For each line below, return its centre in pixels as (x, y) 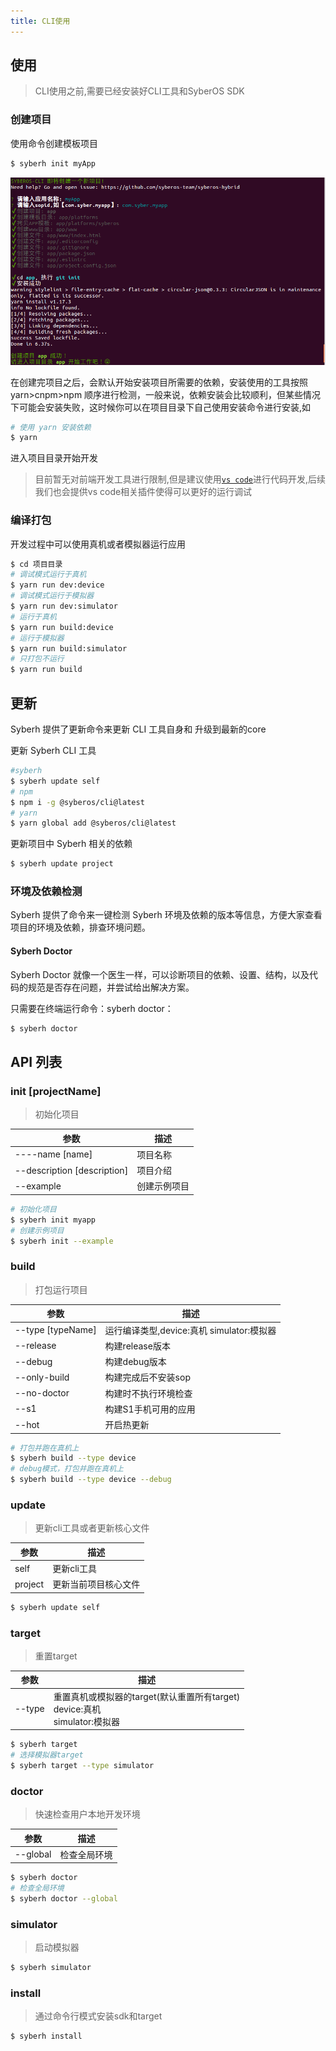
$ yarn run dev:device (57, 585)
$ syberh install (46, 2036)
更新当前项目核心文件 (96, 1584)
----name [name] (53, 1154)
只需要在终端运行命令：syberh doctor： (92, 1008)
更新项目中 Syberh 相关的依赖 (71, 844)
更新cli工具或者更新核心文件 (92, 1528)
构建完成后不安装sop (147, 1377)
